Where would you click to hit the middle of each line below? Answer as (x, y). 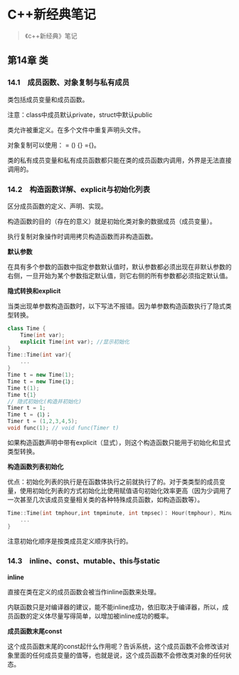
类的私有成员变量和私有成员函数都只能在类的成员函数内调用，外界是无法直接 (119, 160)
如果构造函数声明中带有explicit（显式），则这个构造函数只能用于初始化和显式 (119, 442)
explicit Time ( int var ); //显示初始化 (75, 342)
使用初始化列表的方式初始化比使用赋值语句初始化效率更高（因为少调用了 (126, 490)
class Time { (27, 328)
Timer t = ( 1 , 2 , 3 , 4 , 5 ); (43, 422)
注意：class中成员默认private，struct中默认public (80, 114)
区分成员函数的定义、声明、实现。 (57, 206)
